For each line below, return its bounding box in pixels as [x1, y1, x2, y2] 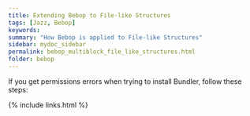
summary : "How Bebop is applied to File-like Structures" [8, 33, 203, 42]
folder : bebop [8, 56, 55, 63]
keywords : [8, 26, 41, 34]
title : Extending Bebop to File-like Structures [8, 11, 171, 20]
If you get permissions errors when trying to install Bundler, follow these [8, 76, 242, 86]
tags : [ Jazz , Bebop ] [8, 19, 76, 27]
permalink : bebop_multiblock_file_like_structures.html [8, 48, 196, 56]
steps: [8, 85, 28, 94]
